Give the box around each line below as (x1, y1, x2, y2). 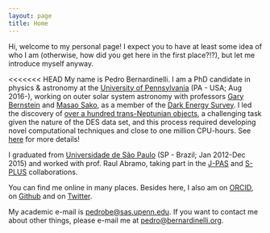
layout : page (8, 11, 52, 20)
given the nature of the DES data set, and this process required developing (8, 117, 256, 127)
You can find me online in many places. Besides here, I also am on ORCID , (8, 182, 254, 192)
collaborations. (28, 167, 78, 177)
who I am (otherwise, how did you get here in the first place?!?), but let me (8, 50, 255, 60)
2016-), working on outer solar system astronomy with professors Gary (8, 91, 244, 101)
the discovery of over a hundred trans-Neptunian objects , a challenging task (8, 108, 262, 118)
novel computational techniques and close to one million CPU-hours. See (8, 126, 251, 135)
